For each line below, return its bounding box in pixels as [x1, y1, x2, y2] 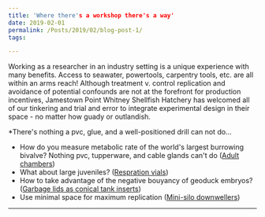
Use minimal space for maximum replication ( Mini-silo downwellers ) [19, 193, 241, 202]
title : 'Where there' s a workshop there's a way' [8, 11, 175, 20]
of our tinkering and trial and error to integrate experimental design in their [8, 104, 250, 113]
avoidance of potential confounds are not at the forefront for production [8, 87, 241, 97]
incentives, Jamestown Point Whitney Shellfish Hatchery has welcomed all [8, 95, 250, 105]
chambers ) [19, 159, 55, 169]
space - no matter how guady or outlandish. [8, 112, 151, 122]
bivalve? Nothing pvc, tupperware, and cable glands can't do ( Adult [19, 151, 240, 160]
